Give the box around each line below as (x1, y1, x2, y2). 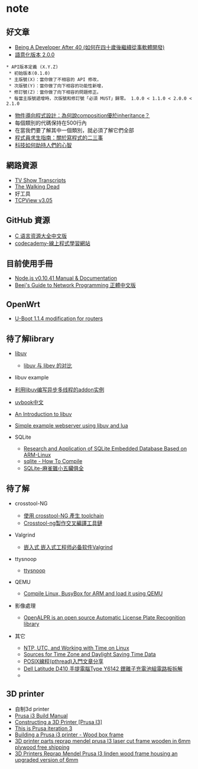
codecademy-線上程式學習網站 (14, 240, 90, 247)
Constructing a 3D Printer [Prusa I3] (14, 718, 102, 725)
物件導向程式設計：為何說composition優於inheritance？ (14, 112, 150, 119)
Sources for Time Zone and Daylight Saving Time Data (23, 650, 156, 658)
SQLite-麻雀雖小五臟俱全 (23, 465, 84, 472)
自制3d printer (14, 705, 50, 713)
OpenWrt (6, 299, 40, 309)
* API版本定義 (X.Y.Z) (6, 64, 59, 70)
